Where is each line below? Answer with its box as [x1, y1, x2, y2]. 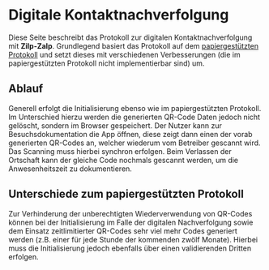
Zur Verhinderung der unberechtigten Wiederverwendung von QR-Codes [8, 208, 253, 218]
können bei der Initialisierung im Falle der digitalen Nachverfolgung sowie [8, 217, 254, 227]
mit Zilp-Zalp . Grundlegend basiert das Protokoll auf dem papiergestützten [8, 41, 259, 50]
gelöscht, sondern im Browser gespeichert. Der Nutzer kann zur [8, 120, 223, 131]
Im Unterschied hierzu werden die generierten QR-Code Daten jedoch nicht [8, 112, 261, 122]
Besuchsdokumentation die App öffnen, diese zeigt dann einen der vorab [8, 129, 253, 139]
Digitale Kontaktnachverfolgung [8, 6, 229, 24]
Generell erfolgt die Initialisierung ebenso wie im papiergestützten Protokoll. [8, 103, 262, 113]
